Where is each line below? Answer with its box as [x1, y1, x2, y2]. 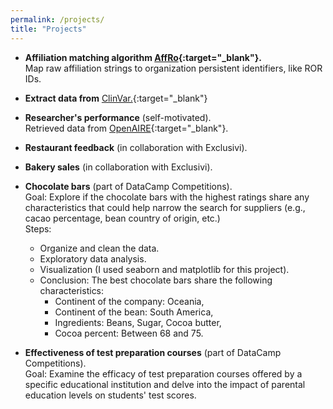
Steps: [24, 222, 52, 235]
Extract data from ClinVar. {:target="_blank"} [24, 92, 208, 104]
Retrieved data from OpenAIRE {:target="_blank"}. [24, 122, 229, 134]
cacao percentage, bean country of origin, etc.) [24, 212, 221, 224]
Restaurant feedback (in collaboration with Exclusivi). [24, 141, 248, 153]
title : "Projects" [10, 24, 87, 34]
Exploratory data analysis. [39, 252, 147, 265]
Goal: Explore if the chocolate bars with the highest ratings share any [24, 191, 310, 203]
